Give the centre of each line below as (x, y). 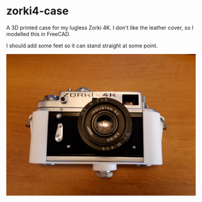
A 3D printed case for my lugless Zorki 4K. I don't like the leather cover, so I (100, 28)
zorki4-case (38, 11)
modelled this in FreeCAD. (38, 34)
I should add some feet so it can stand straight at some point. (82, 46)
